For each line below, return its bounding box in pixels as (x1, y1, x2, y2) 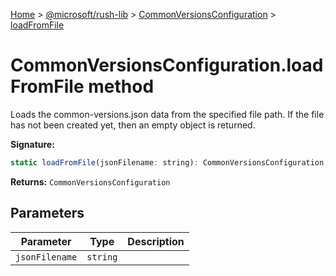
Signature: (10, 138, 55, 150)
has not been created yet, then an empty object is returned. (10, 119, 256, 131)
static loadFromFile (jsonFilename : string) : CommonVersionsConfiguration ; (10, 157, 329, 168)
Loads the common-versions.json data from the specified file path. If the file (10, 108, 325, 120)
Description (127, 234, 185, 248)
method (88, 75, 155, 98)
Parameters (10, 205, 85, 222)
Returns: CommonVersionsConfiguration (10, 175, 171, 188)
